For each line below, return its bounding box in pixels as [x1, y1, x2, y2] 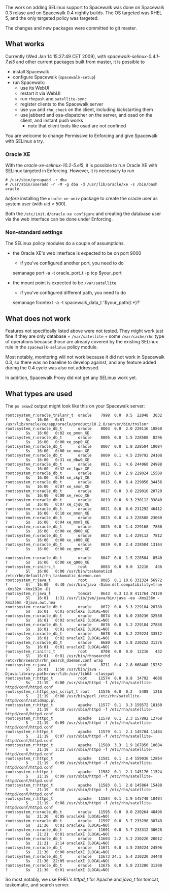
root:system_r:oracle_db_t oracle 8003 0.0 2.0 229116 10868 [5, 426, 162, 431]
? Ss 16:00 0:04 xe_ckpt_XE [5, 475, 90, 480]
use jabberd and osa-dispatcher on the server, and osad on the [20, 112, 153, 118]
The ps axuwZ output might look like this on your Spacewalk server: [5, 403, 145, 409]
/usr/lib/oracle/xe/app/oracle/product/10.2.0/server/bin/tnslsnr [5, 422, 149, 427]
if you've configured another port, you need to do [20, 260, 124, 266]
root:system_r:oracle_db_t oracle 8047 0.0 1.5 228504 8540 [5, 555, 162, 561]
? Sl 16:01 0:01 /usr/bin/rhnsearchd [5, 654, 110, 659]
